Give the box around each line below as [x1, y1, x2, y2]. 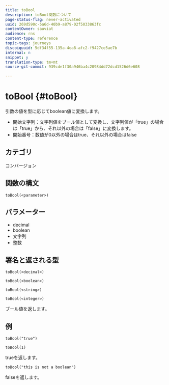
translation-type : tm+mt [5, 60, 58, 65]
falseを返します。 [5, 374, 42, 380]
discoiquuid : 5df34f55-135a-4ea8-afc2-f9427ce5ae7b [5, 45, 117, 50]
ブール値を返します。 [5, 306, 50, 312]
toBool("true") [5, 336, 38, 341]
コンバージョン [5, 162, 37, 169]
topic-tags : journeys [5, 41, 51, 46]
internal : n [5, 50, 31, 55]
